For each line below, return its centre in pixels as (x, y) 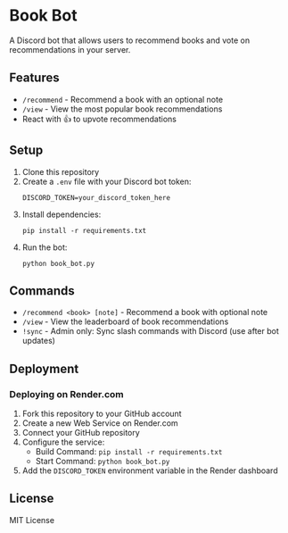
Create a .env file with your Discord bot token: (107, 181)
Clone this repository (61, 171)
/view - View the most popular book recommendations (122, 109)
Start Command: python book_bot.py (103, 462)
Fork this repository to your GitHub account (102, 414)
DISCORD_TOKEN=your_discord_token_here (96, 197)
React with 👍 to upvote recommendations (99, 119)
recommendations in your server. (70, 49)
